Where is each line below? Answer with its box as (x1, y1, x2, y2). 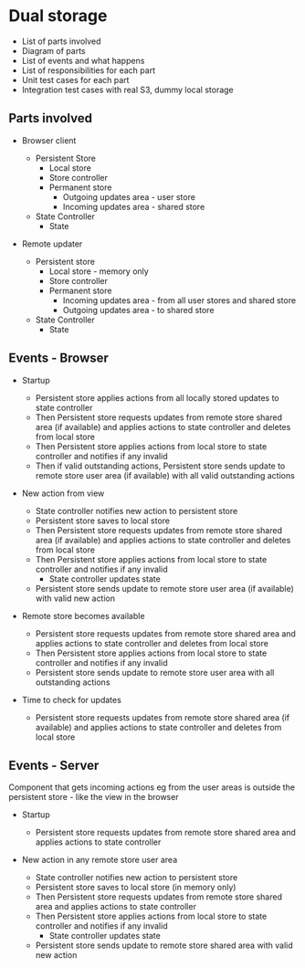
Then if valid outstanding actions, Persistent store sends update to (35, 460, 286, 471)
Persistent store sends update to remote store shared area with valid (35, 940, 293, 951)
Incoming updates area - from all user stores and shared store (62, 294, 297, 306)
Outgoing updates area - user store (62, 191, 195, 202)
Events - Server (8, 757, 100, 773)
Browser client (21, 134, 77, 146)
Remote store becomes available (21, 610, 145, 621)
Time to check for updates (21, 694, 122, 705)
